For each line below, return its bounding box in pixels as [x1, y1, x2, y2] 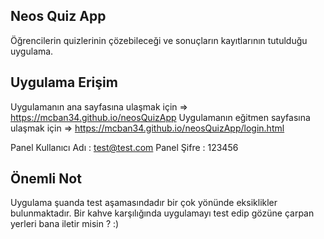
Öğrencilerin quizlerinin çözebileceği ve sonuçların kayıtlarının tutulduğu [10, 34, 308, 46]
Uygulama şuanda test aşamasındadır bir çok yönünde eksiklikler [10, 197, 278, 209]
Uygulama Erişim [10, 74, 118, 91]
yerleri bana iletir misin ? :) [10, 218, 120, 230]
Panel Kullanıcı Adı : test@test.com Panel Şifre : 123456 [10, 141, 239, 153]
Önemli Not [10, 170, 82, 188]
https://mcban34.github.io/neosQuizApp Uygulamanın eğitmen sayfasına [10, 111, 311, 123]
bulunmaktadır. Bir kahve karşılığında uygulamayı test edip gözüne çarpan [10, 207, 315, 219]
